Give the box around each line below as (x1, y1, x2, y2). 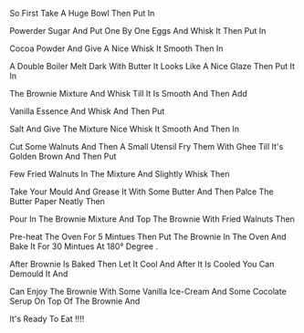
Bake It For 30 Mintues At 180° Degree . (9, 241, 158, 252)
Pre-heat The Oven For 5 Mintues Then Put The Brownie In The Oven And (9, 232, 287, 242)
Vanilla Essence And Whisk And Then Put (9, 106, 165, 117)
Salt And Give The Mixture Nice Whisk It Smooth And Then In (9, 123, 240, 134)
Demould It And (9, 268, 68, 279)
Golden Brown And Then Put (9, 151, 117, 161)
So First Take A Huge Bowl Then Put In (9, 8, 155, 18)
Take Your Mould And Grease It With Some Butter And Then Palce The (9, 186, 274, 197)
